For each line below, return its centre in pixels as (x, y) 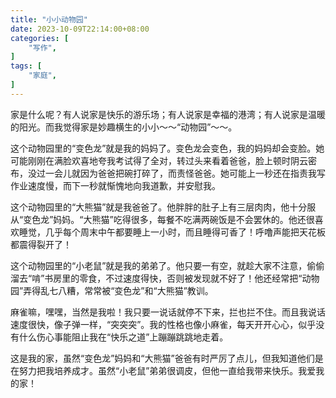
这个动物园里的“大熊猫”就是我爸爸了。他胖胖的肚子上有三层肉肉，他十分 (159, 207)
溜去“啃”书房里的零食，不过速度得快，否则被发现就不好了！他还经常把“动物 (165, 278)
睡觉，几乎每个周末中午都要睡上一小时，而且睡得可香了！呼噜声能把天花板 (172, 232)
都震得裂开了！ (41, 244)
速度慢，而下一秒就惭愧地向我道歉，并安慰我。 (124, 185)
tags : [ (26, 66)
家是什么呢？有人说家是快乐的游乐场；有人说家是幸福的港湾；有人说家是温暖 (168, 114)
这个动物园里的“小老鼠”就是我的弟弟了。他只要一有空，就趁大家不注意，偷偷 (167, 265)
